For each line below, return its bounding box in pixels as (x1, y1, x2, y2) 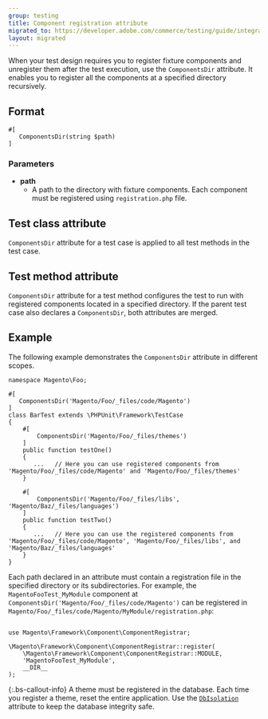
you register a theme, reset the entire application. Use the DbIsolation (8, 693, 239, 702)
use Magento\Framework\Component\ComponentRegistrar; (8, 629, 191, 637)
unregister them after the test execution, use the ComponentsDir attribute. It (8, 65, 253, 74)
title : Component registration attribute (8, 19, 148, 27)
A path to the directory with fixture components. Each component (31, 185, 248, 194)
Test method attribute (8, 270, 119, 283)
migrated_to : (8, 26, 52, 34)
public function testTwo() (22, 516, 112, 524)
